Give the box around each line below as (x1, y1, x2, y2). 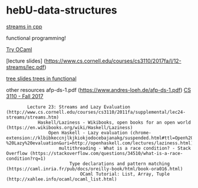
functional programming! (6, 34, 67, 41)
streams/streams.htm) (6, 114, 60, 120)
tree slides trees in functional (6, 75, 77, 82)
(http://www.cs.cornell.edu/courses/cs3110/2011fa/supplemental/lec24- (6, 109, 186, 115)
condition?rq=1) (6, 156, 46, 161)
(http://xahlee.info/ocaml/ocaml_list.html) (6, 176, 117, 182)
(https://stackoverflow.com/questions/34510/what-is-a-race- (29, 150, 183, 156)
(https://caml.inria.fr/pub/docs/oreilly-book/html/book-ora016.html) (6, 166, 183, 171)
